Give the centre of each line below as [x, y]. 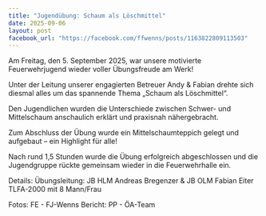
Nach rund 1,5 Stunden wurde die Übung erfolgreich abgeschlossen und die [133, 157]
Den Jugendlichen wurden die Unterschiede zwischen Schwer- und [120, 109]
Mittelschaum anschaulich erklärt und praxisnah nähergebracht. [113, 118]
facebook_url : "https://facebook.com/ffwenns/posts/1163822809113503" [128, 38]
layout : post [30, 30]
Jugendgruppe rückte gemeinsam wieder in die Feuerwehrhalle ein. [120, 166]
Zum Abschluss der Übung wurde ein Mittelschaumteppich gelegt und [124, 133]
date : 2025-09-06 [37, 23]
